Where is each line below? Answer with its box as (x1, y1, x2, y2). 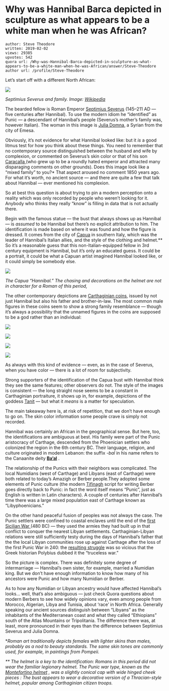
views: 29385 (5, 50, 33, 55)
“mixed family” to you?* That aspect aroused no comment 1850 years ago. (5, 169, 160, 175)
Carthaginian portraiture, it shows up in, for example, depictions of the (5, 393, 151, 399)
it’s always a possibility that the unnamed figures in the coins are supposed (5, 308, 161, 315)
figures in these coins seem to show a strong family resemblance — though (5, 303, 162, 309)
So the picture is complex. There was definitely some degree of (5, 559, 137, 566)
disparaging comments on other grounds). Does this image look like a (5, 164, 149, 170)
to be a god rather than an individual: (5, 314, 82, 320)
